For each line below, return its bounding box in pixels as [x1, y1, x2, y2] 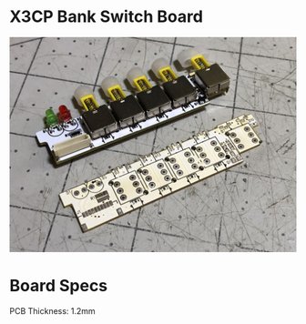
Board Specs [9, 276, 108, 297]
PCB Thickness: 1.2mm [9, 305, 96, 316]
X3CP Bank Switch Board [9, 6, 203, 27]
